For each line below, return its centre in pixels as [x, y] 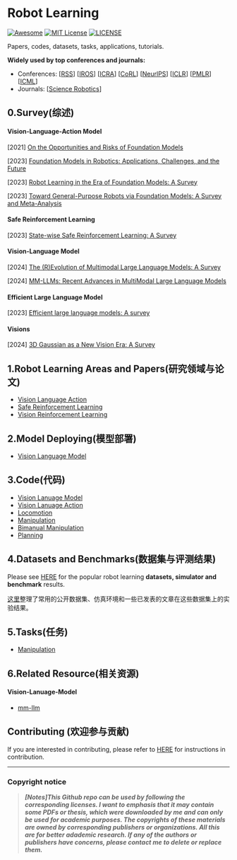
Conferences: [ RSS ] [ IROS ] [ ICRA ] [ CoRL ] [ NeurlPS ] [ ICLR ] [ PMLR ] [114, 74]
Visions [19, 329]
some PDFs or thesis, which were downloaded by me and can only [124, 813]
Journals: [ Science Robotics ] [60, 88]
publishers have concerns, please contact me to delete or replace [123, 842]
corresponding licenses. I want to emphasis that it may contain [119, 805]
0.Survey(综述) [41, 113]
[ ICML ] [28, 81]
